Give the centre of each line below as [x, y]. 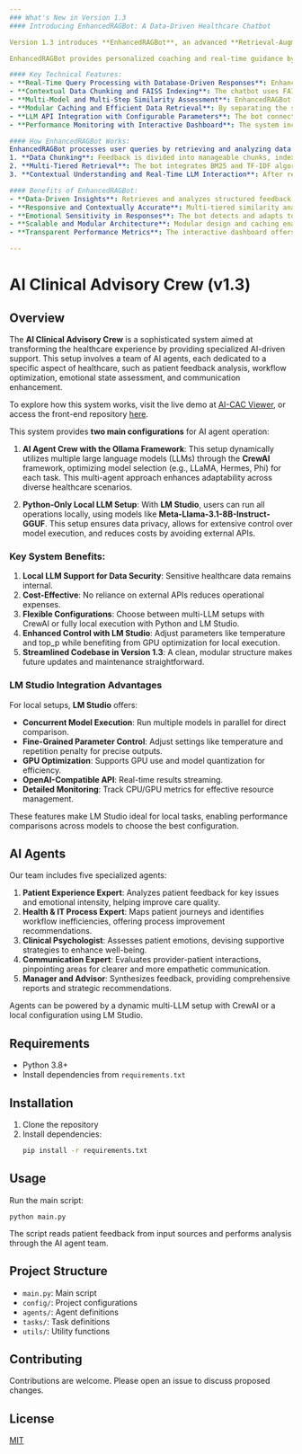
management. [48, 798]
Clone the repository [60, 1125]
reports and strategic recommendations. [97, 989]
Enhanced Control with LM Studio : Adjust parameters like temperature [154, 634]
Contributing [46, 1359]
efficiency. [41, 770]
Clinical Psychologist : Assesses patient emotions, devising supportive [153, 941]
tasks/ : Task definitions [66, 1321]
